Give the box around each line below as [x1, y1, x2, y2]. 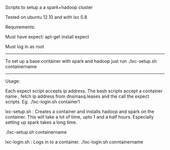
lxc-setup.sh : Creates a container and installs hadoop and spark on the [5, 108, 154, 115]
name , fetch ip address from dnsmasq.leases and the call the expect [5, 93, 149, 99]
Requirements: [5, 24, 35, 30]
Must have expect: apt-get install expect [5, 34, 90, 40]
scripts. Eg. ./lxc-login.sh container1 [5, 99, 80, 104]
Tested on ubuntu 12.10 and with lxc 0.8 [5, 14, 88, 20]
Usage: [5, 78, 20, 84]
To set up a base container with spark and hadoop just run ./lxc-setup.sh [5, 58, 157, 64]
